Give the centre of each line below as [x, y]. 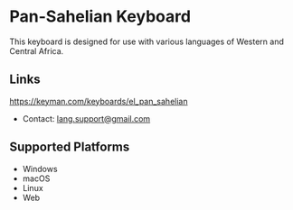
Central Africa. [37, 50]
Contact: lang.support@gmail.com [86, 118]
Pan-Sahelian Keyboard [100, 17]
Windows [40, 169]
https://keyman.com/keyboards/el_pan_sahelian [99, 101]
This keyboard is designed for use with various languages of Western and [147, 41]
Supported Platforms [70, 147]
